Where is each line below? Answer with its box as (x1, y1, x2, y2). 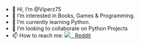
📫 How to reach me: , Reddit (11, 32, 91, 39)
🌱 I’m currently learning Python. (11, 19, 91, 25)
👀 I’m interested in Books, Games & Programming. (11, 12, 135, 19)
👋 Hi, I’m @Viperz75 (11, 6, 62, 13)
